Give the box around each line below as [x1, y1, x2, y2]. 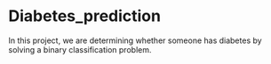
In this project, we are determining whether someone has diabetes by [8, 35, 263, 46]
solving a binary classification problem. [8, 44, 152, 54]
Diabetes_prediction [8, 6, 162, 26]
